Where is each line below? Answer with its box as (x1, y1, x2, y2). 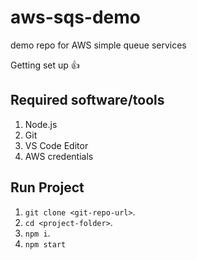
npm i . (24, 227, 51, 239)
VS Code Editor (24, 139, 89, 151)
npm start (24, 239, 67, 250)
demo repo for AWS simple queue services (10, 39, 187, 51)
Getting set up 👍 (10, 59, 80, 71)
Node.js (24, 118, 58, 130)
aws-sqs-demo (10, 6, 142, 29)
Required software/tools (10, 92, 165, 109)
